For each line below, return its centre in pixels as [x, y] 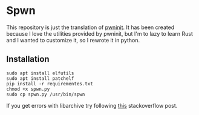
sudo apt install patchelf [40, 78]
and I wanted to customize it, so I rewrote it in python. [73, 40]
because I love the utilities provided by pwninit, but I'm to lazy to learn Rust [100, 33]
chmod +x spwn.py [28, 89]
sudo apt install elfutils [40, 73]
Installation [28, 59]
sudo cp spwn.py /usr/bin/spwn [46, 94]
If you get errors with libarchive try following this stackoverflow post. [92, 105]
